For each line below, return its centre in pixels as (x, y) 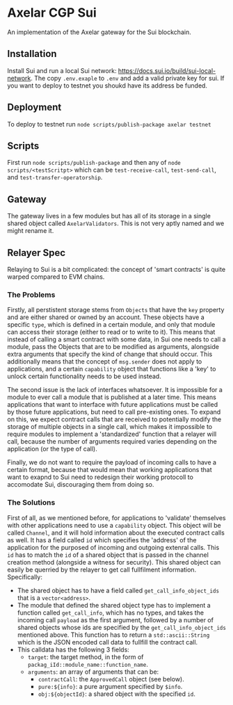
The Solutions (31, 503)
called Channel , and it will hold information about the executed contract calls (116, 533)
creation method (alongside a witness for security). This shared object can (114, 562)
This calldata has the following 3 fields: (73, 649)
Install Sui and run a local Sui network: (62, 70)
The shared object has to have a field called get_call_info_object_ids (118, 590)
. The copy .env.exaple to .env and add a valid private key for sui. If (128, 78)
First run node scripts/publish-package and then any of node (94, 163)
